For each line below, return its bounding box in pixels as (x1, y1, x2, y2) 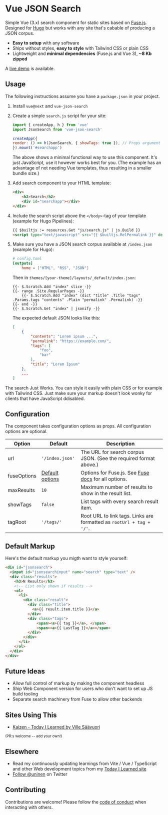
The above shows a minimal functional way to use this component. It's (12, 154, 157, 160)
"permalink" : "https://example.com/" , (30, 338, 111, 343)
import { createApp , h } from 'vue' (12, 122, 89, 127)
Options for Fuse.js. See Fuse (80, 469, 149, 476)
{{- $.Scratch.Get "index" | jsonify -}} (12, 306, 100, 311)
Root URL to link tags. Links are (80, 512, 154, 519)
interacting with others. (5, 804, 53, 810)
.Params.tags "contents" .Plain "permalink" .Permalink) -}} (12, 297, 143, 302)
